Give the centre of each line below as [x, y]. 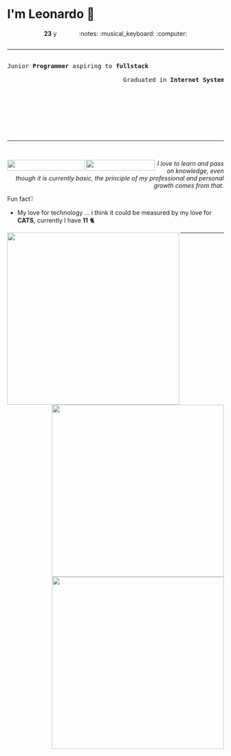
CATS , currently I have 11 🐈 [56, 220]
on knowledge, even [195, 171]
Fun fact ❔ [21, 198]
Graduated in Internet [161, 80]
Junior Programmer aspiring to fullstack [78, 66]
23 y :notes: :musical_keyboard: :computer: [115, 33]
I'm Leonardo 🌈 [51, 14]
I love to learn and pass [190, 163]
